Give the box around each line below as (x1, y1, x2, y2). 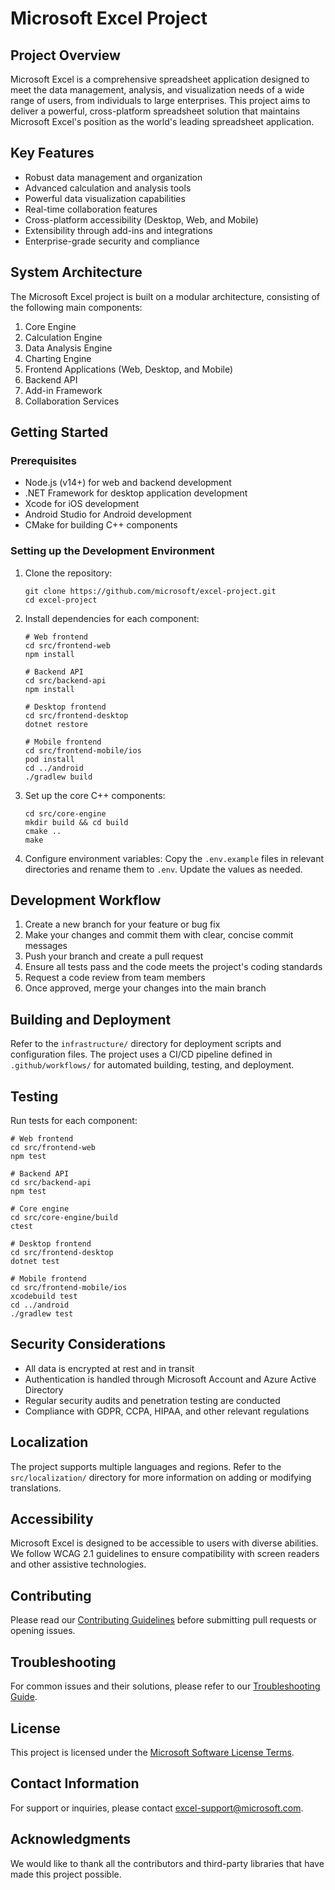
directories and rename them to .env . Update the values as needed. (24, 863, 303, 875)
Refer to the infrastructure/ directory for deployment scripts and (10, 1038, 282, 1050)
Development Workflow (10, 892, 162, 909)
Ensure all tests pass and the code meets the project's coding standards (24, 961, 323, 973)
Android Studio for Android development (24, 508, 192, 521)
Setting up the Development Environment (10, 544, 215, 558)
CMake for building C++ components (24, 519, 178, 531)
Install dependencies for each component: (24, 612, 200, 624)
